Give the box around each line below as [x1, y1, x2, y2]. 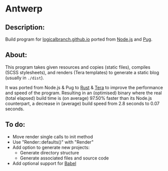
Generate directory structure [20, 149, 79, 155]
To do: [5, 120, 26, 129]
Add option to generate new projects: [12, 144, 90, 150]
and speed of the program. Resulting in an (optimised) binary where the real [5, 90, 162, 96]
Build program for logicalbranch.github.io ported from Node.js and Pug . [5, 36, 153, 42]
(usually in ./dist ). [5, 75, 44, 81]
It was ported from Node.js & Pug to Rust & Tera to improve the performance [5, 84, 163, 90]
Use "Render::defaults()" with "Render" [12, 139, 94, 145]
